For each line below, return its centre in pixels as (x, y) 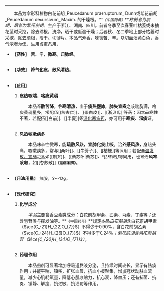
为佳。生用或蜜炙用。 (39, 44)
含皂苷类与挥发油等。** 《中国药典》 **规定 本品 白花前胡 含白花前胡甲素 (88, 221)
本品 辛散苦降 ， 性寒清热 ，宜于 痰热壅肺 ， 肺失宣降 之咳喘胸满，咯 (92, 106)
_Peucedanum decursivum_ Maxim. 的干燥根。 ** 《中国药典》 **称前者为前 (78, 19)
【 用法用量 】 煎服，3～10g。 (41, 178)
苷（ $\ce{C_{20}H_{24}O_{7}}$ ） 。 (54, 239)
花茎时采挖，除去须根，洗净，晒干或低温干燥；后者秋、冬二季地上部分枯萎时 (82, 32)
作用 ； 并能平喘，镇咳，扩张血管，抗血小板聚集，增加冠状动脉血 (83, 271)
